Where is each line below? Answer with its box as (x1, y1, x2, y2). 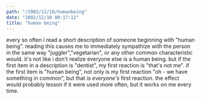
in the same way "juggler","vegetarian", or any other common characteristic (6, 49, 193, 56)
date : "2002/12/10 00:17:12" (6, 14, 79, 20)
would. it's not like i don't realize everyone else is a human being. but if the (6, 55, 191, 63)
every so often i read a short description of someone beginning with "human (6, 37, 195, 44)
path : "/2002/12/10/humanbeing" (6, 8, 87, 15)
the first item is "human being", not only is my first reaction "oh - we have (6, 68, 188, 76)
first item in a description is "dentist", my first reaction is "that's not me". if (6, 62, 190, 69)
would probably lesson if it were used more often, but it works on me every (6, 81, 192, 88)
